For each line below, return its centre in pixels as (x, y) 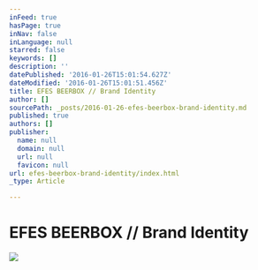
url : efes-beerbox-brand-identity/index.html (94, 173)
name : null (37, 140)
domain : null (41, 148)
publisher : (29, 132)
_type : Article (37, 182)
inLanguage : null (41, 42)
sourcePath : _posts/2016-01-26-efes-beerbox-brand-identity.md (128, 108)
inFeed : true (33, 17)
